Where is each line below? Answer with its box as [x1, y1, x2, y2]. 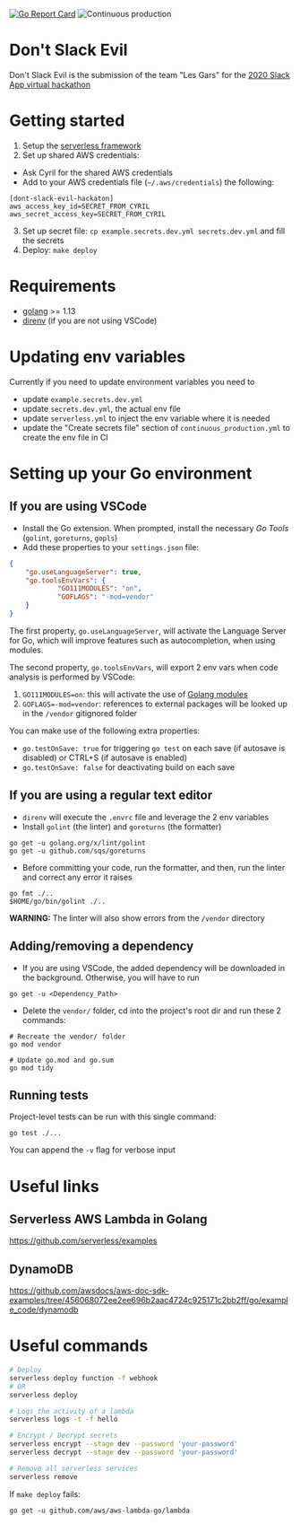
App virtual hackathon [9, 79, 91, 90]
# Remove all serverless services [9, 1464, 139, 1473]
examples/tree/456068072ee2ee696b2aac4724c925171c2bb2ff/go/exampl [9, 1295, 288, 1306]
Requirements [9, 276, 116, 296]
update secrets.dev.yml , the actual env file [21, 403, 182, 414]
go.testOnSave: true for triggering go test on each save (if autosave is [21, 742, 286, 753]
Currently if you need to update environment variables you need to [9, 376, 255, 387]
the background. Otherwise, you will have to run [21, 972, 200, 983]
